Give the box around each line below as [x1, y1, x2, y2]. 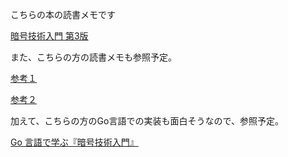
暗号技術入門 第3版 [10, 30, 89, 42]
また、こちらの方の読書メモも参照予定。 [10, 51, 177, 63]
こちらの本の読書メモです [10, 9, 116, 20]
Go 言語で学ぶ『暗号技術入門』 [10, 136, 139, 148]
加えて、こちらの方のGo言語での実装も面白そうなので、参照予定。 [10, 115, 284, 127]
